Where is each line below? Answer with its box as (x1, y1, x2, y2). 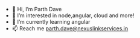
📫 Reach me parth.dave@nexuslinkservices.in (11, 25, 129, 32)
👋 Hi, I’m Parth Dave (11, 6, 62, 12)
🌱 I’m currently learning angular (11, 18, 91, 25)
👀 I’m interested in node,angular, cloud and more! (11, 12, 135, 19)
